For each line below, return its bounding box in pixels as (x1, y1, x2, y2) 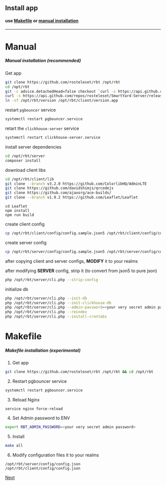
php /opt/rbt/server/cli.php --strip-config (5, 277, 98, 282)
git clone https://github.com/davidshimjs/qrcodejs (5, 186, 114, 191)
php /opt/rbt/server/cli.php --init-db (5, 296, 87, 301)
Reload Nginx (12, 397, 40, 403)
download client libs (5, 167, 46, 173)
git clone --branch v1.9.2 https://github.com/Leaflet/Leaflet (5, 195, 138, 200)
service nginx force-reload (5, 406, 63, 411)
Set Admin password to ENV (12, 415, 70, 421)
